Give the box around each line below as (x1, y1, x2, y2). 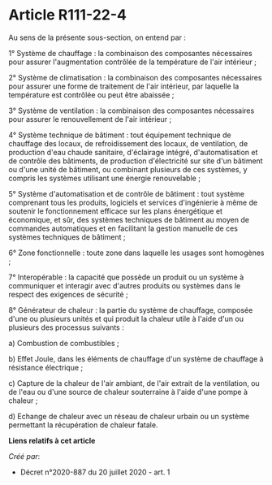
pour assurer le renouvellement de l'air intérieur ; (8, 114, 172, 123)
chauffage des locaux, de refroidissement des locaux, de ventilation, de (8, 138, 248, 148)
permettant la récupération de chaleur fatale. (8, 420, 158, 430)
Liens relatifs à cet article (8, 435, 96, 445)
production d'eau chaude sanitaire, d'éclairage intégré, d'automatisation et (8, 147, 258, 157)
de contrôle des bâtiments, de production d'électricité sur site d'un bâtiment (8, 156, 263, 166)
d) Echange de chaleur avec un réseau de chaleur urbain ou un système (8, 411, 250, 421)
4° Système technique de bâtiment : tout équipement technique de (8, 130, 231, 140)
